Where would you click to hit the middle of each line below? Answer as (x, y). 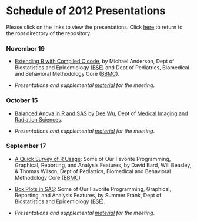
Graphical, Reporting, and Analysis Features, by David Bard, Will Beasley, (103, 165)
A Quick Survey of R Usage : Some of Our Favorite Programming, (93, 159)
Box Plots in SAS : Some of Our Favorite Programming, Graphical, (93, 189)
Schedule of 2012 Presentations (86, 11)
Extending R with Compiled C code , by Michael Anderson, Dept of (94, 61)
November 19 (26, 48)
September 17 (26, 146)
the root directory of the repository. (49, 33)
